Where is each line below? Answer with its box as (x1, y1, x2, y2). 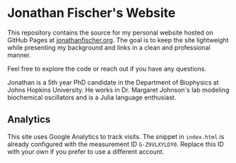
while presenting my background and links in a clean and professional (7, 43, 211, 52)
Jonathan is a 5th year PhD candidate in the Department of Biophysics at (7, 78, 219, 86)
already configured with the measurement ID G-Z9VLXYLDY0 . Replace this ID (7, 140, 224, 148)
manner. (7, 51, 32, 59)
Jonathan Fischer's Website (7, 5, 176, 21)
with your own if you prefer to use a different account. (7, 147, 165, 156)
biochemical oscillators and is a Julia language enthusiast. (7, 93, 177, 102)
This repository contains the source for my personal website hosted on (7, 28, 214, 37)
